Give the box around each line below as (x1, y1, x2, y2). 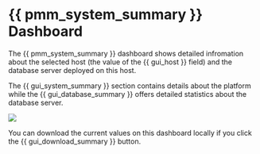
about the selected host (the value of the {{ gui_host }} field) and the (8, 57, 233, 67)
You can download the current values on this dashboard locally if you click (8, 128, 252, 137)
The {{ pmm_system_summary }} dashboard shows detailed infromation (8, 48, 244, 58)
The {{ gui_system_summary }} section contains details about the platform (8, 81, 252, 90)
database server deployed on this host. (8, 65, 137, 75)
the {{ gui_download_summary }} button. (8, 137, 142, 146)
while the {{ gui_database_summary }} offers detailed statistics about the (8, 89, 247, 98)
